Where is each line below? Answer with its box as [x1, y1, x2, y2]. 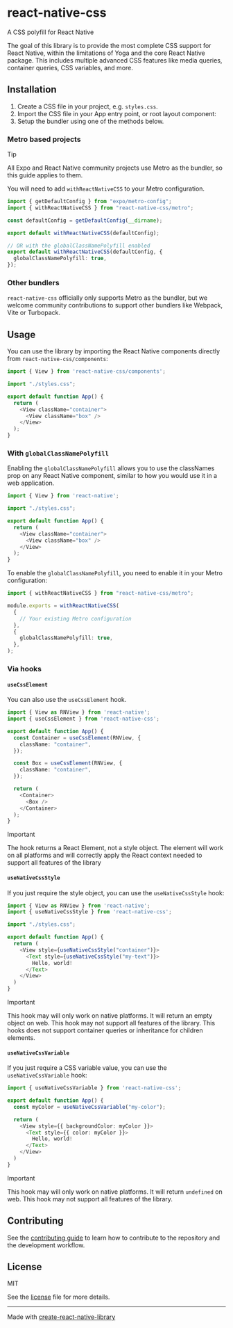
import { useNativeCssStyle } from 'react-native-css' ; [7, 909, 172, 915]
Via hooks [7, 664, 42, 673]
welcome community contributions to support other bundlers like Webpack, [7, 301, 223, 310]
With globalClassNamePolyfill [7, 448, 110, 458]
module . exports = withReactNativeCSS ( [7, 602, 119, 609]
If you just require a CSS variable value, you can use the [7, 1064, 168, 1072]
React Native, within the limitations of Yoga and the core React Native [7, 49, 206, 57]
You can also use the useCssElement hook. [7, 696, 127, 704]
